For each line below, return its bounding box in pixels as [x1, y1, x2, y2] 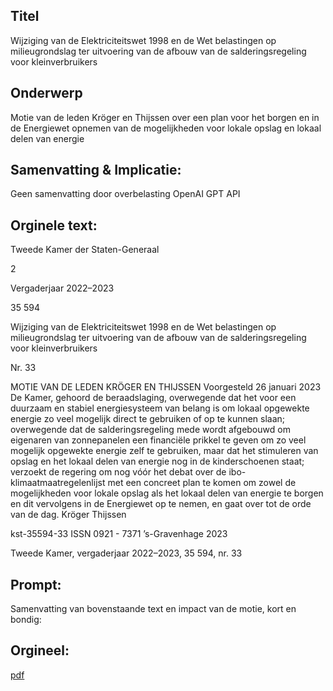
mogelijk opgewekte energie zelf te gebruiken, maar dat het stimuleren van [10, 445, 319, 457]
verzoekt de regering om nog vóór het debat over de [10, 466, 227, 478]
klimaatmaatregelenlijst [10, 477, 106, 489]
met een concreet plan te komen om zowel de [107, 477, 297, 489]
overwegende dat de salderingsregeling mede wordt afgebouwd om [10, 424, 291, 436]
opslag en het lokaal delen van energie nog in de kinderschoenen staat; [10, 455, 305, 468]
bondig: [10, 614, 42, 626]
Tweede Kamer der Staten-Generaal [10, 244, 160, 256]
